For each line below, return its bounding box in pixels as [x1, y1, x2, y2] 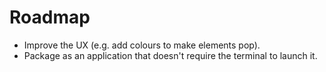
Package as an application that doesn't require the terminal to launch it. [23, 49, 318, 61]
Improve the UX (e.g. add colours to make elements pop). [23, 39, 261, 51]
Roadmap [9, 6, 91, 29]
